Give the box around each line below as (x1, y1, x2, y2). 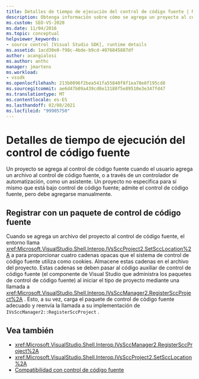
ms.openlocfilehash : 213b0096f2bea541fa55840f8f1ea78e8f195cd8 (6, 81, 166, 86)
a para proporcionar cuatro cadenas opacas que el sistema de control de (11, 252, 190, 259)
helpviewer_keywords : (6, 36, 60, 42)
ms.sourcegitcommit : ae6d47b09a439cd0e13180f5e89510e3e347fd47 (6, 86, 166, 92)
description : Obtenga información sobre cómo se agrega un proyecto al (6, 14, 187, 20)
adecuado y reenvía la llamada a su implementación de (6, 302, 140, 309)
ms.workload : (6, 69, 38, 75)
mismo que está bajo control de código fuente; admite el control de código (6, 184, 188, 191)
